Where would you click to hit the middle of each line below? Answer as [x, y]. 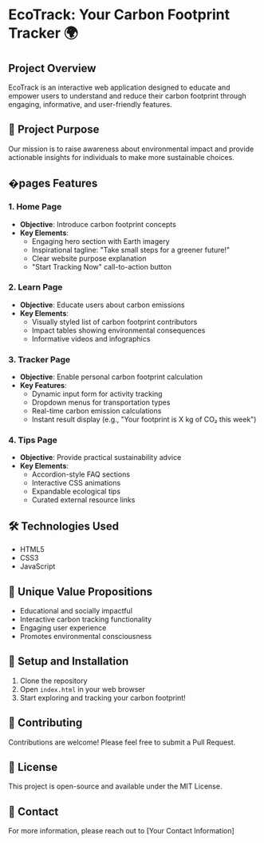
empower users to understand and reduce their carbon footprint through [127, 96]
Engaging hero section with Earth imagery [100, 241]
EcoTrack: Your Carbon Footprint [119, 15]
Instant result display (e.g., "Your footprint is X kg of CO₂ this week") [144, 420]
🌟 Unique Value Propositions [81, 591]
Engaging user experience [63, 628]
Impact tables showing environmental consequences [118, 330]
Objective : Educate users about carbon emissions [102, 305]
